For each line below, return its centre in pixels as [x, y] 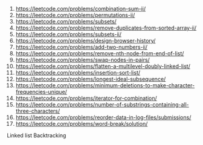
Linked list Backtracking [37, 135]
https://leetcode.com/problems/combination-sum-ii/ [81, 9]
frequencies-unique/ [41, 92]
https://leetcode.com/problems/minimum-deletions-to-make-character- [105, 85]
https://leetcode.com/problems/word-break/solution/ [82, 124]
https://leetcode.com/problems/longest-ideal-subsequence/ [91, 79]
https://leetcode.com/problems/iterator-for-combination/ [86, 98]
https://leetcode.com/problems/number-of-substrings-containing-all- [102, 104]
